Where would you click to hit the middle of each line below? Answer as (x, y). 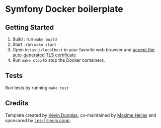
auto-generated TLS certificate (44, 55)
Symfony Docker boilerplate (64, 9)
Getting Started (30, 27)
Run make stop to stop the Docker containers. (59, 60)
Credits (17, 103)
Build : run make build (35, 39)
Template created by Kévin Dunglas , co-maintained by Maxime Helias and (81, 115)
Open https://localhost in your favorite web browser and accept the (83, 50)
